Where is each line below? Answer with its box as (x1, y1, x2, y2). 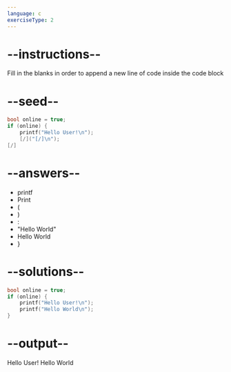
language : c (7, 10, 41, 17)
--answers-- (7, 165, 81, 180)
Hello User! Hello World (7, 358, 74, 366)
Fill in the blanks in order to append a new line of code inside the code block (7, 69, 224, 77)
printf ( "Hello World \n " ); (19, 306, 94, 313)
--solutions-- (7, 263, 85, 279)
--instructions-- (7, 46, 101, 62)
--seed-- (7, 93, 59, 109)
